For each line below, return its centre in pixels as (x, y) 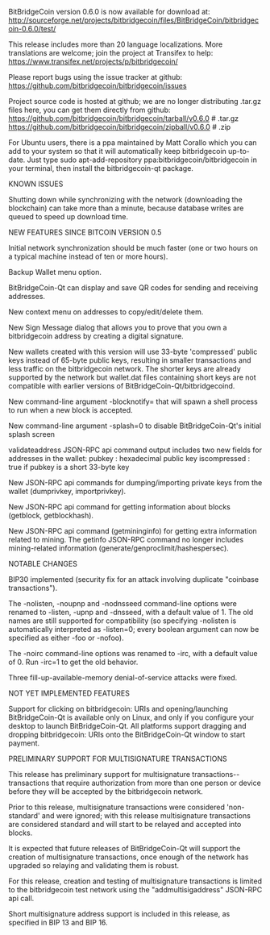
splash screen (31, 434)
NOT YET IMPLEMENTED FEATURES (69, 693)
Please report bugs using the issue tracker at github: (96, 77)
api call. (21, 898)
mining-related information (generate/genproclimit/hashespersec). (119, 548)
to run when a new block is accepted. (71, 410)
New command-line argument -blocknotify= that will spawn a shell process (133, 401)
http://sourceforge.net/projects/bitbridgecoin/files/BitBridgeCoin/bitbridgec (134, 20)
